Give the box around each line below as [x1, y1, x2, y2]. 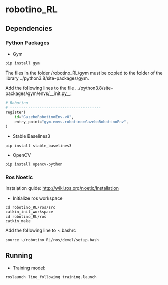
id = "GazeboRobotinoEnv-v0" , [14, 114, 74, 120]
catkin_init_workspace [5, 209, 53, 215]
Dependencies [5, 24, 52, 33]
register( [5, 110, 26, 115]
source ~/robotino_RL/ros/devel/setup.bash [5, 237, 99, 243]
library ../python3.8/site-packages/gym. [5, 75, 89, 81]
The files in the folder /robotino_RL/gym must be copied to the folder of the [5, 69, 163, 76]
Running [5, 251, 33, 260]
